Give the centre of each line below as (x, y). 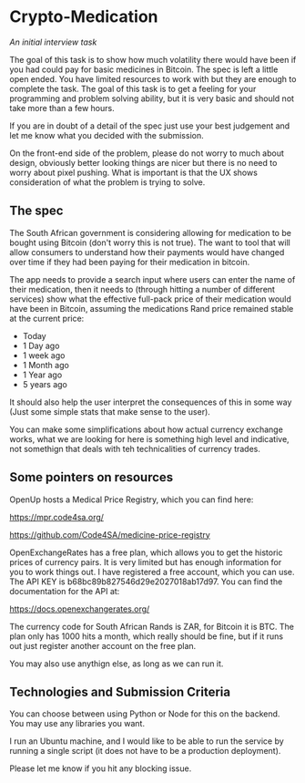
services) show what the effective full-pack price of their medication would (150, 299)
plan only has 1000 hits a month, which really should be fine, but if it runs (147, 636)
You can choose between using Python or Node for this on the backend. (145, 714)
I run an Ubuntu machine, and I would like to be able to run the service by (147, 741)
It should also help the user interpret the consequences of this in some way (151, 402)
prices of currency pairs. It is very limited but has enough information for (146, 561)
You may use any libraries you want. (77, 724)
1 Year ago (42, 375)
